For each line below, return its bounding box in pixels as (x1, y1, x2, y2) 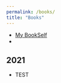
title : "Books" (6, 15, 45, 21)
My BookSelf (14, 31, 47, 38)
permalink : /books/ (6, 8, 56, 15)
